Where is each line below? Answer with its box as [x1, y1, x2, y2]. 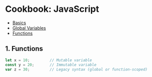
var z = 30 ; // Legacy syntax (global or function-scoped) [5, 67, 148, 72]
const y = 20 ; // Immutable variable [5, 62, 97, 67]
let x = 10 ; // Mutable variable [5, 58, 92, 63]
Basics [12, 20, 26, 26]
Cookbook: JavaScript [5, 3, 99, 15]
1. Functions [5, 44, 43, 53]
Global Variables [12, 25, 46, 31]
